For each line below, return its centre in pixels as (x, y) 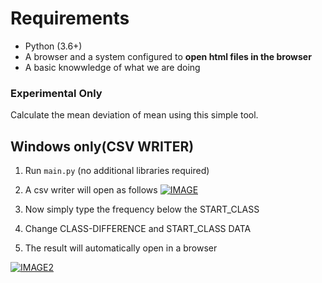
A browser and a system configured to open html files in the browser (168, 56)
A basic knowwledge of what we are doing (112, 67)
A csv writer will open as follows (91, 190)
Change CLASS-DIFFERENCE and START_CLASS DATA (138, 229)
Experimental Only (56, 93)
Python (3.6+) (53, 46)
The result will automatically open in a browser (121, 248)
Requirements (70, 18)
